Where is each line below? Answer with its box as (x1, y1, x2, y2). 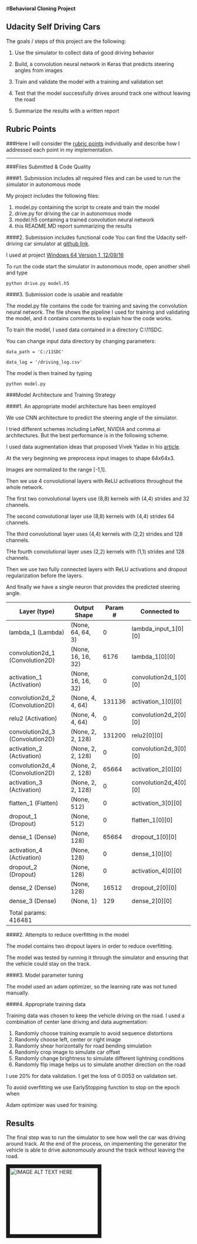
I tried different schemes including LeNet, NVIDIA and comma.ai (6, 425, 161, 432)
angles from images (14, 67, 63, 74)
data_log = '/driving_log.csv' (6, 359, 83, 365)
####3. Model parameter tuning (6, 971, 84, 978)
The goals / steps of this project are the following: (6, 38, 126, 45)
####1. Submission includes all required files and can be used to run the (6, 174, 181, 181)
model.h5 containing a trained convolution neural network (14, 216, 154, 223)
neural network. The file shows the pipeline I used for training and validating (6, 308, 190, 316)
